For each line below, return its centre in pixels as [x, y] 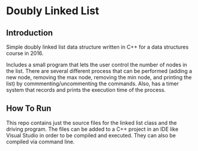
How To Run [29, 109]
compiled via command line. [41, 142]
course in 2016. [25, 53]
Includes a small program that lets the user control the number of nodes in [97, 65]
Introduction [30, 33]
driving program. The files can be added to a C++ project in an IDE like [92, 129]
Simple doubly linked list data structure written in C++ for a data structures [97, 47]
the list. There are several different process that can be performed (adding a [99, 71]
